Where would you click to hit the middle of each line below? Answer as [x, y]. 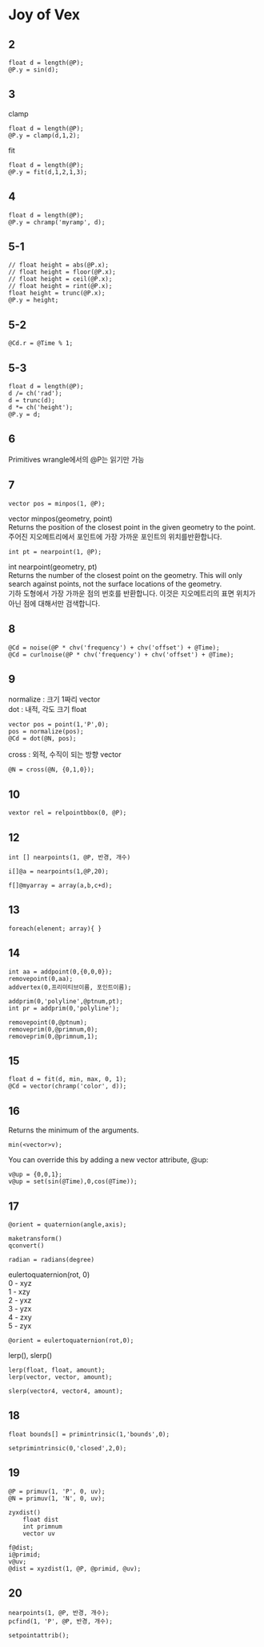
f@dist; [21, 1547]
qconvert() [26, 1246]
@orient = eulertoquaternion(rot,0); [71, 1340]
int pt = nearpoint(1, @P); [55, 551]
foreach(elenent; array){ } [55, 929]
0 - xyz [20, 1283]
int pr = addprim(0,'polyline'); [64, 1008]
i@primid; [25, 1555]
